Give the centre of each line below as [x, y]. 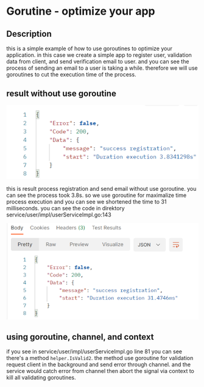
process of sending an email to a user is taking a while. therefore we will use [102, 68]
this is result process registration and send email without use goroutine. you [101, 188]
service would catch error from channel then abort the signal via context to [100, 370]
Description [29, 34]
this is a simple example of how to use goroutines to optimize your [89, 48]
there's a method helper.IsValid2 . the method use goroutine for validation [100, 358]
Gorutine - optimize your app [81, 11]
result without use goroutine [62, 94]
